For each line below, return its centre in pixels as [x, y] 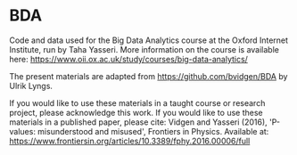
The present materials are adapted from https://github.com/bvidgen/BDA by [148, 76]
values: [22, 131]
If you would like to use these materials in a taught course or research [137, 102]
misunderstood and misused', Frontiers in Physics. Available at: [153, 131]
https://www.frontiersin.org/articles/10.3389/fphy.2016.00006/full [130, 141]
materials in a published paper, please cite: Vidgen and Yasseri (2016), [138, 122]
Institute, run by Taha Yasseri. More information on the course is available [144, 49]
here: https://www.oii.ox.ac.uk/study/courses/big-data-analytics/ [128, 59]
